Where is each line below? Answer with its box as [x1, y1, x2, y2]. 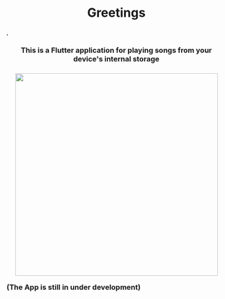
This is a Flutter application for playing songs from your [20, 45, 212, 55]
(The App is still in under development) [6, 282, 141, 292]
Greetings [87, 5, 146, 21]
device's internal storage [73, 54, 160, 63]
